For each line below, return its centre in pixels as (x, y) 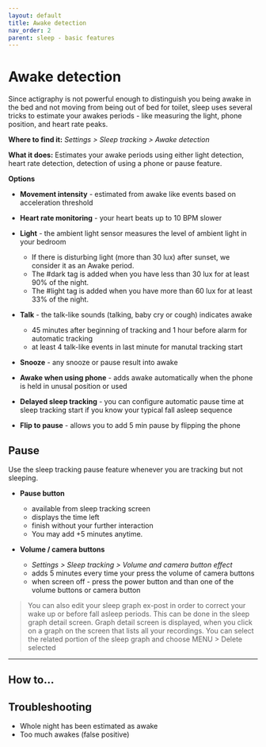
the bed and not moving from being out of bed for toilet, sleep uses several (131, 107)
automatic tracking (62, 339)
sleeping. (23, 478)
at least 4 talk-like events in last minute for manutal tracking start (137, 347)
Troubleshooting (50, 707)
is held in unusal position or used (74, 387)
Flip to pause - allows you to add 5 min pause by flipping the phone (130, 425)
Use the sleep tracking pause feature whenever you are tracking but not (125, 470)
